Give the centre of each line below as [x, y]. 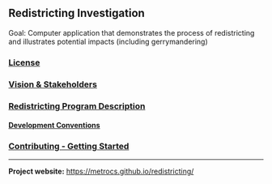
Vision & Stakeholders [53, 84]
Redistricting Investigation [77, 13]
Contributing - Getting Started [69, 147]
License [24, 62]
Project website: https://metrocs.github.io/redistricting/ [101, 171]
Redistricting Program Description [77, 106]
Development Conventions [54, 126]
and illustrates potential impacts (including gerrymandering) [108, 41]
